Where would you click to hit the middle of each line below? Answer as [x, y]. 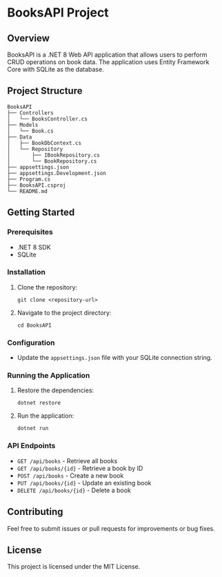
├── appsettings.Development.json [57, 173]
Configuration [31, 343]
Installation [27, 272]
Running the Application [49, 376]
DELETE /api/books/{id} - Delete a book [74, 490]
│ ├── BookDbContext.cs [44, 143]
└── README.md [28, 191]
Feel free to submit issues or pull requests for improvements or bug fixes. [111, 528]
